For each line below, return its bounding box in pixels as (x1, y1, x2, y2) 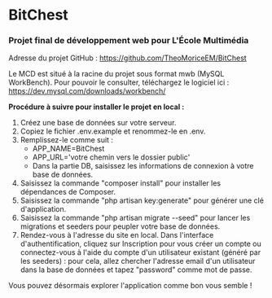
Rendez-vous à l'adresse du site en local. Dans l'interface (20, 230, 214, 240)
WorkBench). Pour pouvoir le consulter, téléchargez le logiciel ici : (8, 77, 230, 87)
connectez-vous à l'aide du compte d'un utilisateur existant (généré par (20, 248, 261, 257)
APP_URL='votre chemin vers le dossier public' (32, 152, 191, 162)
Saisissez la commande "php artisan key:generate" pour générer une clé (20, 195, 265, 205)
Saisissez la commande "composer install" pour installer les (20, 178, 222, 188)
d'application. (20, 204, 67, 214)
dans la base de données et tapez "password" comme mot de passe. (20, 265, 252, 274)
